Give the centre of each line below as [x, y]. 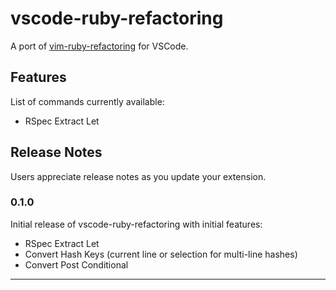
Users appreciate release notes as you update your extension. [138, 176]
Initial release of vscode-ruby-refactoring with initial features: [136, 224]
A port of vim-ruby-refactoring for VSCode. [99, 46]
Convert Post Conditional [76, 264]
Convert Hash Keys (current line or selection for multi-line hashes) [161, 254]
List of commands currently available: [87, 101]
